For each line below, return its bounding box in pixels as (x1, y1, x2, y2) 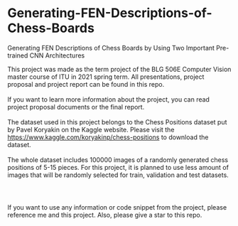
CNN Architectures (29, 51, 85, 60)
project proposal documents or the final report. (7, 102, 145, 111)
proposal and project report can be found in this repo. (7, 80, 165, 88)
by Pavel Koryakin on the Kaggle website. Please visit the (7, 125, 175, 134)
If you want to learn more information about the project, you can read (7, 95, 210, 104)
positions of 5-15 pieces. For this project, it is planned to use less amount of (7, 163, 229, 171)
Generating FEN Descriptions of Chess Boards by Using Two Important (7, 43, 215, 52)
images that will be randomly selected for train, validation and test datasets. (7, 171, 229, 179)
